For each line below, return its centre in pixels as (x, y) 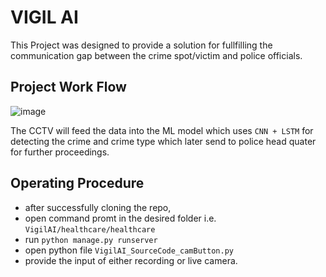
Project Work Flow (68, 87)
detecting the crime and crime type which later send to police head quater (163, 141)
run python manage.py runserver (91, 239)
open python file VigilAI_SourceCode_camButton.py (129, 250)
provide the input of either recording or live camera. (131, 260)
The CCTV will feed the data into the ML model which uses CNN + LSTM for (162, 130)
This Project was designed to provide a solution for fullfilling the (141, 45)
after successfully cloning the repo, (98, 207)
